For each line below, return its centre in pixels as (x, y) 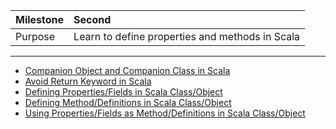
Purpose (35, 36)
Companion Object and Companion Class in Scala (127, 70)
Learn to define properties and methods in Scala (187, 36)
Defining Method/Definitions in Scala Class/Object (128, 102)
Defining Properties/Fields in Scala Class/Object (123, 92)
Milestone (40, 19)
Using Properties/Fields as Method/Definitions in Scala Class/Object (165, 113)
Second (92, 19)
